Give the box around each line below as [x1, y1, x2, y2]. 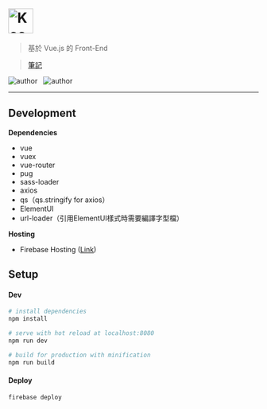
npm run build [8, 358, 56, 366]
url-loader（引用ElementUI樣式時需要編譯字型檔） [19, 213, 184, 223]
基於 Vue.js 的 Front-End [27, 43, 109, 53]
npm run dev [8, 337, 48, 345]
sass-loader [19, 177, 60, 186]
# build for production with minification [8, 351, 151, 359]
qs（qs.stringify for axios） [19, 195, 110, 204]
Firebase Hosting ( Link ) [19, 244, 97, 254]
